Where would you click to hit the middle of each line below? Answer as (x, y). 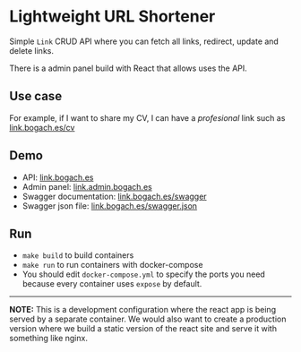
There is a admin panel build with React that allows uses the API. (129, 68)
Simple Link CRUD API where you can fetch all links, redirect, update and (144, 41)
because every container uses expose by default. (112, 284)
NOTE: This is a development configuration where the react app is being (142, 310)
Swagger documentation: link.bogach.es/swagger (115, 196)
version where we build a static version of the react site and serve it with (143, 329)
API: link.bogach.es (58, 177)
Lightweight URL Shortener (112, 17)
